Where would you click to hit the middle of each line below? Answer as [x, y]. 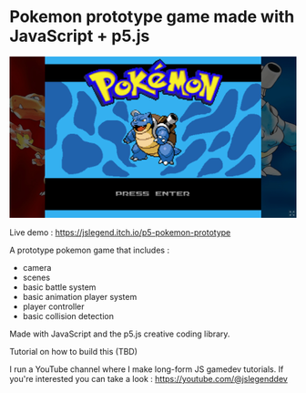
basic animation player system [80, 296]
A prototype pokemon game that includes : [90, 250]
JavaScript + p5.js [80, 36]
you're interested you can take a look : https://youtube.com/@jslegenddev [149, 378]
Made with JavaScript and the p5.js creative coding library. [120, 334]
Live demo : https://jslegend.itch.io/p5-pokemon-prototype [120, 232]
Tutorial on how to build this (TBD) [74, 351]
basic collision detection [68, 315]
